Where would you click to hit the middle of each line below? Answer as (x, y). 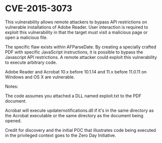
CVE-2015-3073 (39, 9)
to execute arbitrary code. (31, 62)
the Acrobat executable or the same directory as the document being (74, 115)
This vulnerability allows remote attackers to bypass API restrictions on (76, 22)
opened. (13, 121)
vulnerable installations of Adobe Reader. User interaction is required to (77, 27)
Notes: (12, 86)
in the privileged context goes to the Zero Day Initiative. (61, 135)
